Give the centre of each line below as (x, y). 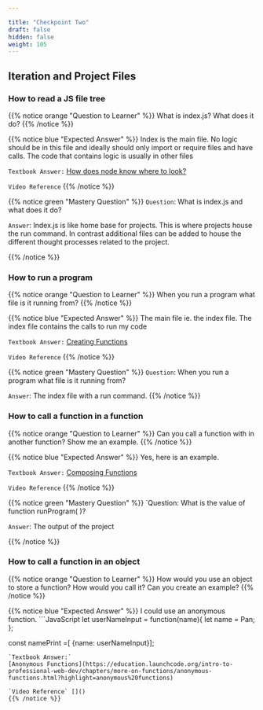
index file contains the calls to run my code (78, 326)
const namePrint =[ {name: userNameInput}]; (81, 642)
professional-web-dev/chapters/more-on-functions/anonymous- (110, 671)
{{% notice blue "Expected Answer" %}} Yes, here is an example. (114, 457)
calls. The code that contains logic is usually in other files (101, 156)
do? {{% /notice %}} (41, 123)
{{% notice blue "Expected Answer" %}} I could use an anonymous (117, 611)
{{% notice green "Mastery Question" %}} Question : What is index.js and (126, 201)
